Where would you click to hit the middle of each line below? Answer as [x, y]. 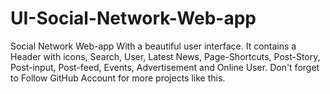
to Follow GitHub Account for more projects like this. [118, 78]
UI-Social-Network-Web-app [133, 18]
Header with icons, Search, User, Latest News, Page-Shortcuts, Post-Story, [165, 56]
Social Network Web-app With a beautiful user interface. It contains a [153, 46]
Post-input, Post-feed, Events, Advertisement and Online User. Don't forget [165, 67]
